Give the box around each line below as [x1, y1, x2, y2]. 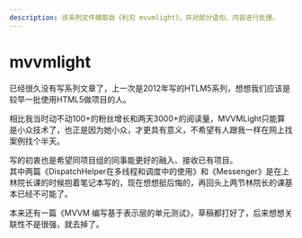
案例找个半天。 [9, 136, 65, 146]
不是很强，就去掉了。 [24, 218, 104, 229]
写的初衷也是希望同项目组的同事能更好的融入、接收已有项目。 [9, 154, 238, 165]
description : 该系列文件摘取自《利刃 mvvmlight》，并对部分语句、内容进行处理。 [9, 13, 280, 22]
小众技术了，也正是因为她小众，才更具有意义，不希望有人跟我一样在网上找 [16, 124, 293, 135]
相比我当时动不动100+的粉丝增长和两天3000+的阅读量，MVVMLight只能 [9, 113, 278, 124]
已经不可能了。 [16, 188, 73, 198]
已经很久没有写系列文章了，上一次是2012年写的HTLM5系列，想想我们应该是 [9, 83, 290, 93]
